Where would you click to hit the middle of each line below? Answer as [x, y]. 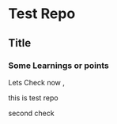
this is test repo [33, 98]
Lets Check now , [36, 82]
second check [31, 113]
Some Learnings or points [58, 66]
